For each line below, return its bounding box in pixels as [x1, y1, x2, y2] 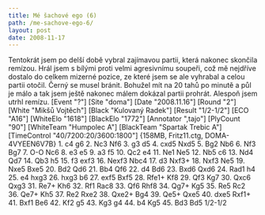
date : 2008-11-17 [8, 33, 66, 42]
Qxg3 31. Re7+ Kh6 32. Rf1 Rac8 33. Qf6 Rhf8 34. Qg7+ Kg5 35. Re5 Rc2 [8, 181, 246, 190]
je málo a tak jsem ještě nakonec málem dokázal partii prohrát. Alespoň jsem [8, 89, 258, 99]
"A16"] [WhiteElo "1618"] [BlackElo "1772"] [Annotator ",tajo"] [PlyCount [8, 114, 240, 123]
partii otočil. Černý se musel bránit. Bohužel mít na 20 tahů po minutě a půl [8, 81, 252, 90]
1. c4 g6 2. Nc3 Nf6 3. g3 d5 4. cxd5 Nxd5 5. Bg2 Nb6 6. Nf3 [58, 139, 256, 149]
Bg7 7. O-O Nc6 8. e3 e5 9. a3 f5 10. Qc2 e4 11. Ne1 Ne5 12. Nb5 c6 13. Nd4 [8, 148, 254, 157]
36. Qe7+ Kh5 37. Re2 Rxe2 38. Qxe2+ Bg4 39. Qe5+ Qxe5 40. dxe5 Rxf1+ [8, 190, 252, 199]
